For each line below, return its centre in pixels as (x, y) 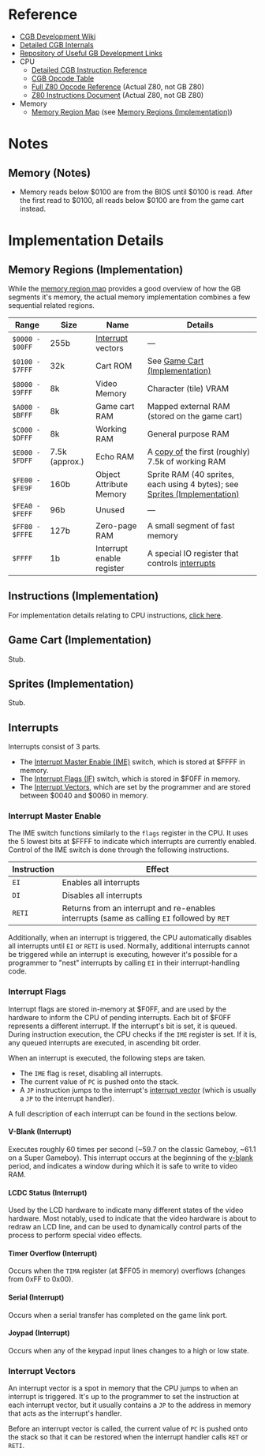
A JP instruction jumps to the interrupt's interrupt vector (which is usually (138, 1090)
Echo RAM (115, 456)
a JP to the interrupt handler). (67, 1098)
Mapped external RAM (188, 406)
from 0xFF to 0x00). (41, 1279)
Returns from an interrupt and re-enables (139, 908)
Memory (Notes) (50, 173)
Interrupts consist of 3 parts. (54, 747)
